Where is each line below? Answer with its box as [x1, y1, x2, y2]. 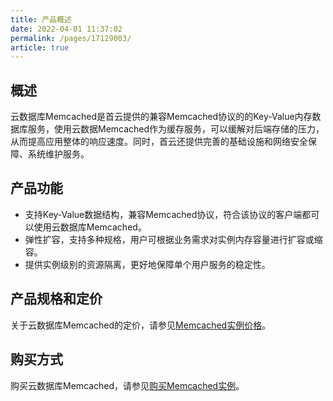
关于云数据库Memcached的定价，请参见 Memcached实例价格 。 [10, 319, 272, 331]
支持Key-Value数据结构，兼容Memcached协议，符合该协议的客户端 [24, 208, 303, 220]
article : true [10, 42, 70, 53]
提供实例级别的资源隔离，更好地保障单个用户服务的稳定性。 [24, 258, 271, 270]
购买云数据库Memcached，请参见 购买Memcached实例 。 [10, 379, 245, 391]
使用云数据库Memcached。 [33, 221, 147, 233]
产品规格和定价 [10, 291, 103, 308]
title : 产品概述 [10, 14, 72, 25]
